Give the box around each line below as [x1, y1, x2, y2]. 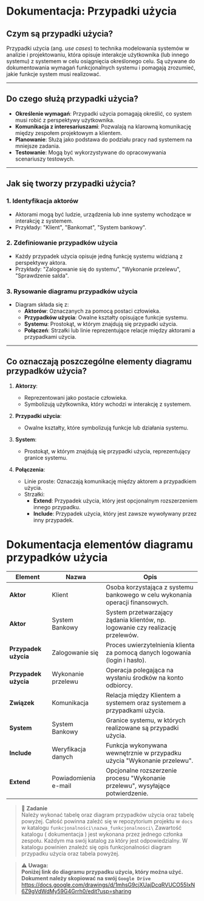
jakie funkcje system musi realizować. [6, 71, 101, 77]
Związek [9, 698, 35, 707]
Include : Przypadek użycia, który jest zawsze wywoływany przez [33, 510, 197, 517]
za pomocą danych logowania [106, 648, 191, 656]
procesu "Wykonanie [106, 774, 166, 782]
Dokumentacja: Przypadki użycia [6, 4, 177, 18]
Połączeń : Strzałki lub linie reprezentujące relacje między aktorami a [24, 327, 195, 334]
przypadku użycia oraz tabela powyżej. [21, 850, 120, 857]
